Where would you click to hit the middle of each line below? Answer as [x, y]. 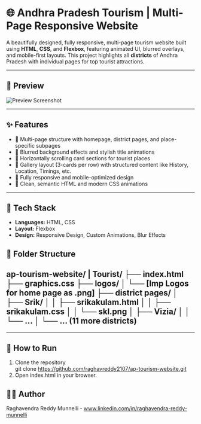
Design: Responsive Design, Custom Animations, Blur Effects [90, 235]
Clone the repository [40, 362]
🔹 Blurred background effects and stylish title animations [85, 152]
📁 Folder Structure [41, 254]
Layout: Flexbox [35, 229]
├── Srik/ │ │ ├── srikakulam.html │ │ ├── [89, 302]
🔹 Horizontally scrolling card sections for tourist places [83, 158]
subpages [48, 145]
